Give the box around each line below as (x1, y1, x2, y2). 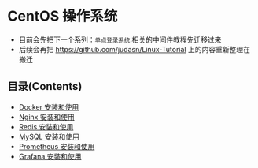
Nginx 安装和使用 (18, 112, 76, 121)
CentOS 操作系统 (7, 7, 118, 25)
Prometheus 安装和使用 (18, 141, 95, 151)
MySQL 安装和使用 (18, 132, 79, 141)
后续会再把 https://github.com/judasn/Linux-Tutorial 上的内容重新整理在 (18, 44, 251, 54)
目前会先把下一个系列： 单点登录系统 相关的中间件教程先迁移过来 (18, 35, 222, 44)
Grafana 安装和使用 (18, 151, 82, 161)
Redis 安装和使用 (18, 121, 74, 131)
